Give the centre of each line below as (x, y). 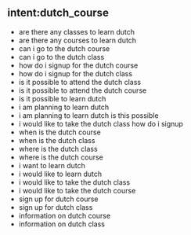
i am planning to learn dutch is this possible (88, 115)
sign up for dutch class (56, 207)
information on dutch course (65, 215)
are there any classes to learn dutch (76, 31)
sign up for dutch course (58, 199)
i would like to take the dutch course (77, 190)
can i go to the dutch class (61, 57)
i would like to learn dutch (60, 174)
